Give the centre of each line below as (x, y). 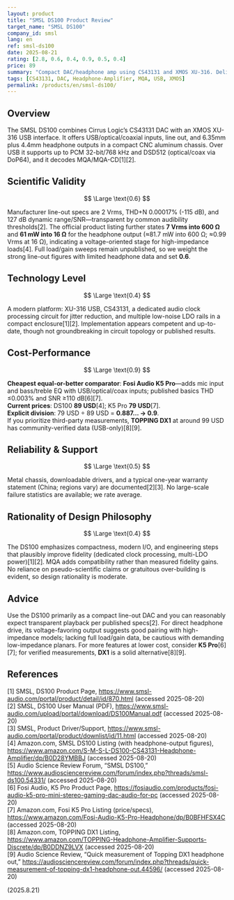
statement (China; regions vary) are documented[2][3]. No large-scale (108, 487)
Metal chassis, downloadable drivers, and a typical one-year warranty (108, 480)
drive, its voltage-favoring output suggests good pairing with (94, 630)
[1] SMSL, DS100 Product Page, (52, 691)
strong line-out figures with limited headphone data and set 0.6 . (99, 256)
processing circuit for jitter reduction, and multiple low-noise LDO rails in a (114, 316)
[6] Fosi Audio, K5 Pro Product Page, (60, 787)
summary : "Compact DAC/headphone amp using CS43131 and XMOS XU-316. (110, 72)
